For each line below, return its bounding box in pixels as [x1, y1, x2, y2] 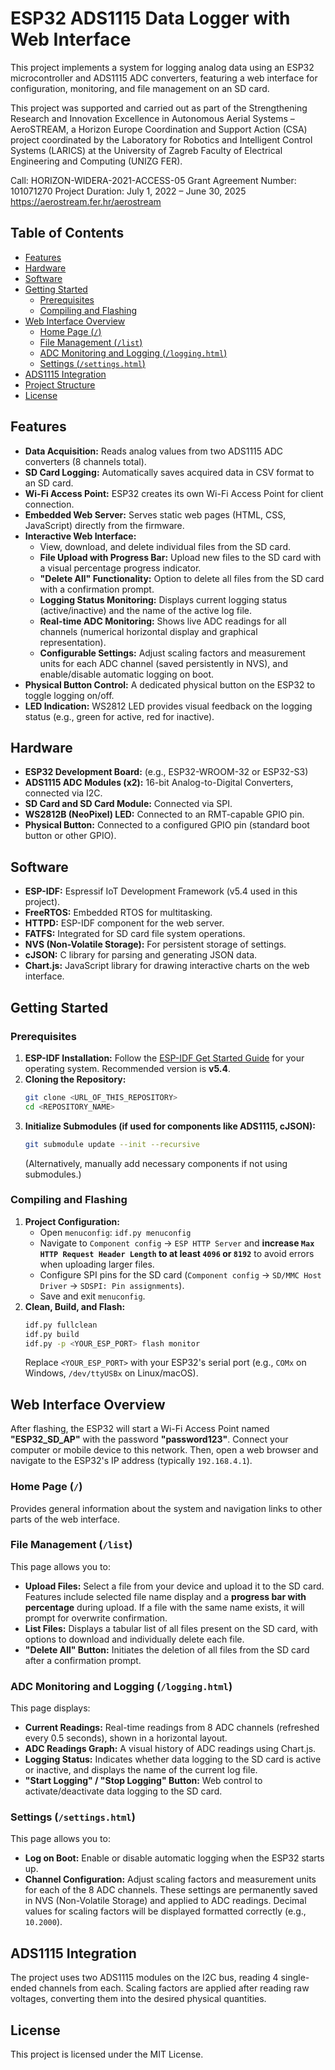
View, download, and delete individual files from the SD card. [39, 540, 292, 552]
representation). [39, 636, 107, 648]
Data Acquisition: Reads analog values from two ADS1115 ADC [24, 445, 284, 457]
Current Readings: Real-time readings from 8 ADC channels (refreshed [24, 1722, 320, 1734]
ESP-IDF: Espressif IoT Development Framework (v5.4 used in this [24, 885, 298, 897]
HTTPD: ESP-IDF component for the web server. [24, 917, 225, 929]
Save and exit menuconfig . [39, 1290, 146, 1302]
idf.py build [24, 1329, 80, 1339]
